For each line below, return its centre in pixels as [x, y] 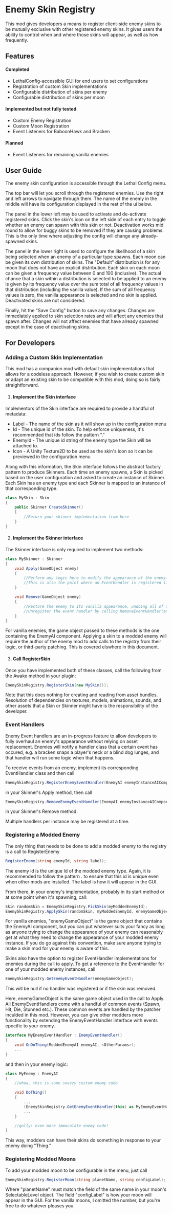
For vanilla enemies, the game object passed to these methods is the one [82, 630]
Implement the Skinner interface [48, 538]
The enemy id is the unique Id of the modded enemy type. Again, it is [78, 871]
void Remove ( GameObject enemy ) [48, 597]
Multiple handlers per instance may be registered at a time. [67, 822]
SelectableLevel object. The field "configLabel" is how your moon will [79, 1195]
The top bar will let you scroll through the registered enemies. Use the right [84, 193]
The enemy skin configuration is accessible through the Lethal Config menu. [86, 183]
